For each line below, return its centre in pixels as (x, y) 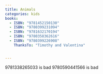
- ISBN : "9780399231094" (34, 27)
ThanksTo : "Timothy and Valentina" (50, 45)
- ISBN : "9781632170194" (34, 32)
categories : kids (22, 14)
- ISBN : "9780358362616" (34, 37)
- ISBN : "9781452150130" (34, 23)
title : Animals (20, 9)
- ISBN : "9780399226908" (34, 41)
